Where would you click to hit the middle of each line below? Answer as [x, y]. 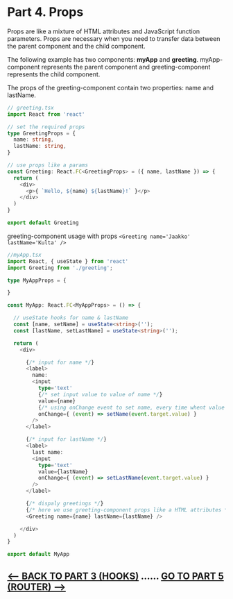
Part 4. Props [45, 12]
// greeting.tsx [31, 108]
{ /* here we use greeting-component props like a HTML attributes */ [128, 510]
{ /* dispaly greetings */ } [64, 504]
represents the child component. [54, 74]
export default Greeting [43, 223]
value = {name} [57, 401]
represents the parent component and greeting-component [126, 67]
